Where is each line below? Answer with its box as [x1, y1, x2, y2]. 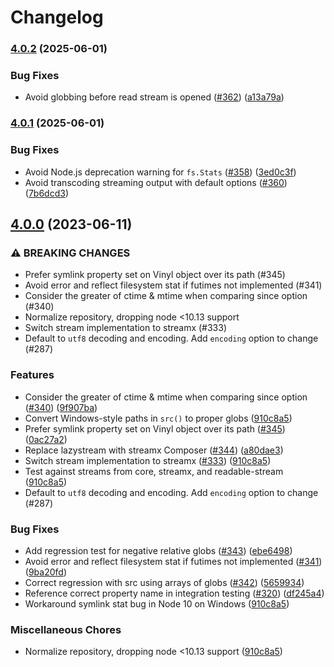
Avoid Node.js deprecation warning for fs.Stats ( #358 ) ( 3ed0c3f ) [24, 166, 297, 178]
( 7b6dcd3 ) [24, 187, 69, 199]
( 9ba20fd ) [24, 566, 67, 578]
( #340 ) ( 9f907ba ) [24, 401, 98, 413]
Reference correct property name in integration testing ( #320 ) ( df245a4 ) [24, 587, 325, 599]
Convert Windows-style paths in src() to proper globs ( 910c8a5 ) [24, 412, 293, 424]
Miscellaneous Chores [10, 622, 122, 636]
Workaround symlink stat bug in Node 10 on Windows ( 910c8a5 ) [24, 597, 290, 610]
